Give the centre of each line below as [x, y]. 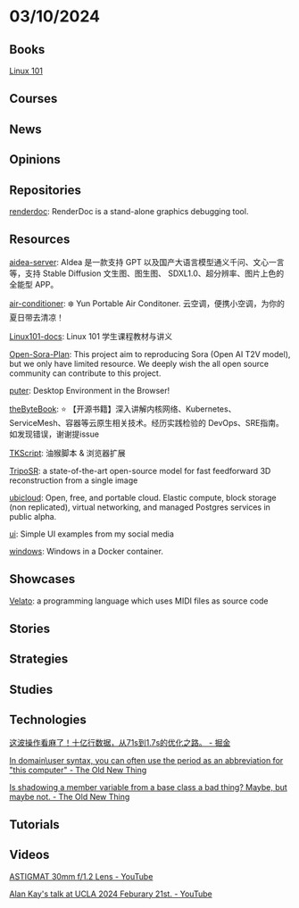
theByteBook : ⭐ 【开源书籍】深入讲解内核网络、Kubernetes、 [123, 409]
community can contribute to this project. [85, 373]
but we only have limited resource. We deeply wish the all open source [139, 363]
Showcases [42, 579]
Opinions [35, 159]
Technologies [48, 720]
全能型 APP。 [34, 284]
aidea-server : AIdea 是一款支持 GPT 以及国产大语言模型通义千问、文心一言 [147, 262]
